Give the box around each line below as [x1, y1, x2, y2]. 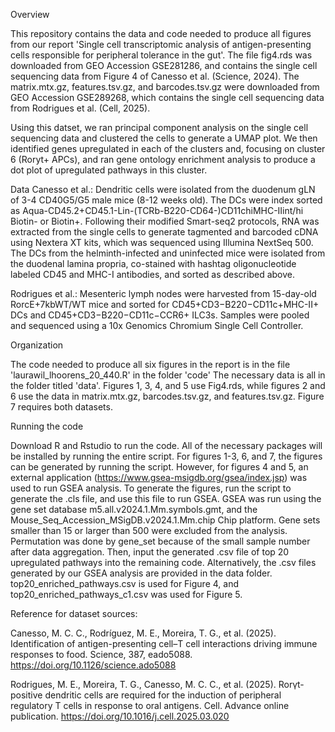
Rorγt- [278, 679, 305, 690]
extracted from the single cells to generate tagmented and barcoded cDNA [10, 226, 319, 238]
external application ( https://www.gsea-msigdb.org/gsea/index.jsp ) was [10, 472, 308, 483]
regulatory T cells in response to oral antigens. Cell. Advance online [10, 700, 290, 711]
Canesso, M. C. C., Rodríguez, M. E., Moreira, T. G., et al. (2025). [10, 627, 277, 639]
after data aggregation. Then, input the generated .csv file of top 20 [10, 546, 290, 558]
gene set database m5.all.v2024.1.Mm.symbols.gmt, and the [10, 504, 258, 515]
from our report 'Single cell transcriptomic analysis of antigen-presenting [10, 39, 312, 50]
